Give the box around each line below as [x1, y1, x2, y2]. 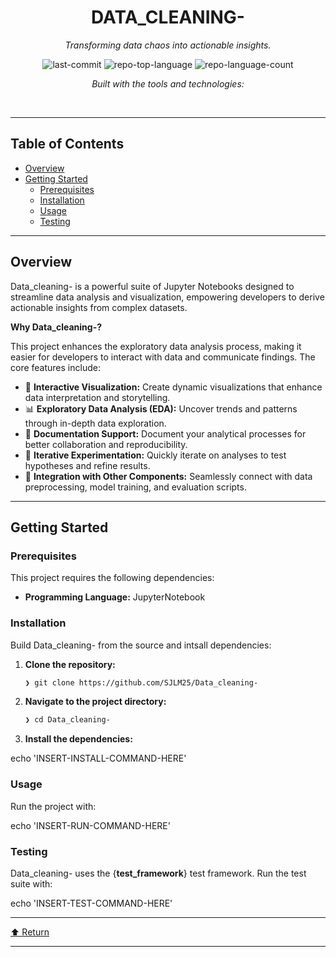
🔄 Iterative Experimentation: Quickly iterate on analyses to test [24, 449, 287, 461]
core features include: [10, 361, 101, 373]
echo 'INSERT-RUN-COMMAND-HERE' [10, 819, 171, 831]
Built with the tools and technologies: [91, 77, 245, 90]
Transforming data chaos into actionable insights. [64, 39, 272, 51]
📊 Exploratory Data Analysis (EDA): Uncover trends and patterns [24, 402, 298, 415]
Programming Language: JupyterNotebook [24, 591, 206, 603]
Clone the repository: [24, 658, 116, 670]
